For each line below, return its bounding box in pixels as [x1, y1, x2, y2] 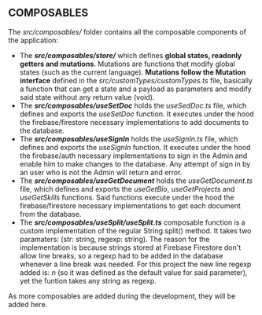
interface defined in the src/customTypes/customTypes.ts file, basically [19, 75, 253, 85]
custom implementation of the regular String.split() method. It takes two [19, 225, 252, 235]
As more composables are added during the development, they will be [8, 291, 236, 301]
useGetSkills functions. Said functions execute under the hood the [19, 192, 234, 202]
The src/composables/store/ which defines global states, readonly [19, 50, 242, 60]
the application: [8, 35, 59, 45]
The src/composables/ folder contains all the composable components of [8, 27, 246, 36]
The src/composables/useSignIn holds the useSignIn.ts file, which [19, 134, 238, 144]
